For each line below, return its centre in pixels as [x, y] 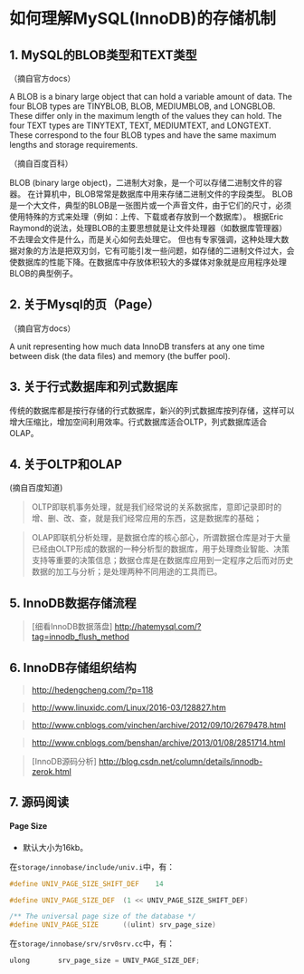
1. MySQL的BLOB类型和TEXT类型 [103, 55]
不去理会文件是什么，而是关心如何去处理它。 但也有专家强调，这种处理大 [145, 239]
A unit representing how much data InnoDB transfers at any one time [137, 346]
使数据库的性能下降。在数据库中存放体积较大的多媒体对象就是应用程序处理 [148, 262]
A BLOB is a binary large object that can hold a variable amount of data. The [151, 97]
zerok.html [52, 772]
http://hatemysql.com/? [158, 627]
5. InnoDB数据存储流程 [73, 603]
